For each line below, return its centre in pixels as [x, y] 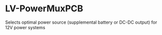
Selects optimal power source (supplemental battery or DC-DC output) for [81, 22]
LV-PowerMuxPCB [44, 9]
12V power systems [25, 27]
